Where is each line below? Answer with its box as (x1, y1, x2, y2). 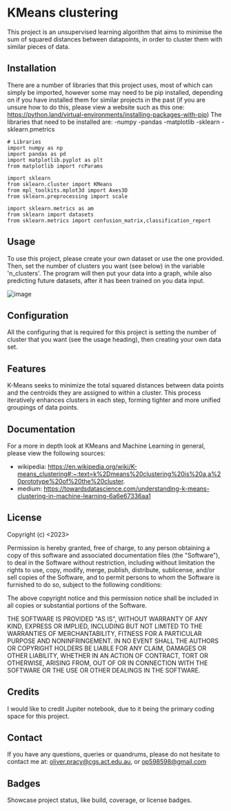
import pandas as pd (7, 150, 67, 157)
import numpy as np (7, 144, 63, 152)
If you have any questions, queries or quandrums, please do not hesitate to (7, 750, 221, 758)
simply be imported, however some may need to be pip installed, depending (7, 88, 223, 96)
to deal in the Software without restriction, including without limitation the (7, 558, 215, 567)
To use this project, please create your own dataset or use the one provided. (7, 254, 224, 262)
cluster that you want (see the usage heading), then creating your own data (7, 336, 222, 344)
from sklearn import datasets (7, 211, 94, 218)
